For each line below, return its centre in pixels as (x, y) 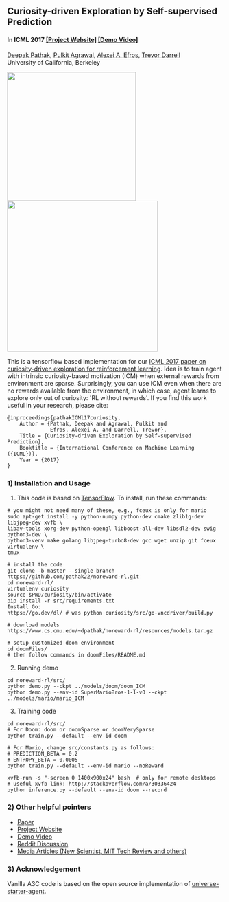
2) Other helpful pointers (49, 807)
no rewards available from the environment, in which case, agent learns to (112, 390)
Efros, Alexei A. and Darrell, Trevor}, (109, 430)
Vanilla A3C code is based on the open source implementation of (99, 884)
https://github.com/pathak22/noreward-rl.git (73, 577)
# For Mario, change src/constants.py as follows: (81, 748)
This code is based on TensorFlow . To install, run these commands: (112, 498)
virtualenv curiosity (38, 588)
